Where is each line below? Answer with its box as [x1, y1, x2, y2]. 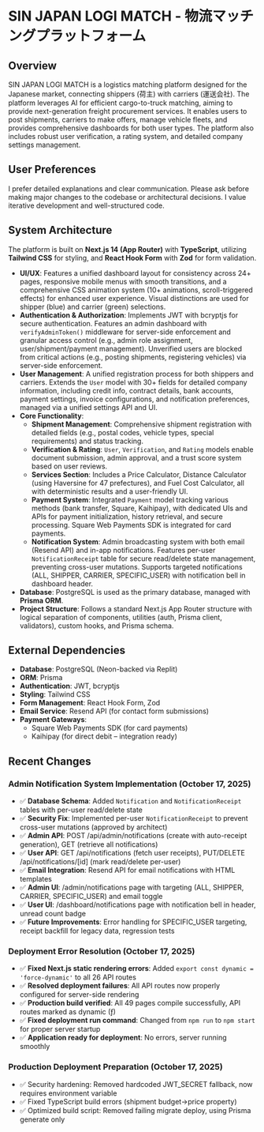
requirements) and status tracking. [31, 436, 144, 446]
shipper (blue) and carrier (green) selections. [19, 302, 166, 311]
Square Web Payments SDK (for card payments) [31, 724, 188, 733]
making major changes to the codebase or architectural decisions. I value [8, 192, 247, 201]
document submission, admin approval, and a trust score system [31, 453, 242, 462]
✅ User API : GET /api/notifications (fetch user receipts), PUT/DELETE [19, 848, 246, 858]
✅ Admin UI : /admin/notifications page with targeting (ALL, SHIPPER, [19, 882, 244, 893]
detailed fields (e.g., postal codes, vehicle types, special [31, 427, 214, 437]
